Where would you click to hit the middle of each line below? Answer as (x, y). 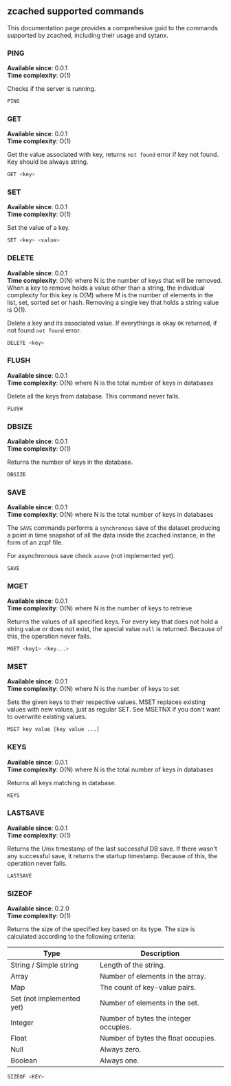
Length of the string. (132, 965)
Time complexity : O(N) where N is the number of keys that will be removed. (115, 280)
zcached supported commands (76, 11)
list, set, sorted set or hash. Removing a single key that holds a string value (113, 302)
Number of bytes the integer (145, 1018)
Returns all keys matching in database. (62, 782)
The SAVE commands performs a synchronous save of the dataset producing (114, 528)
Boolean (24, 1061)
